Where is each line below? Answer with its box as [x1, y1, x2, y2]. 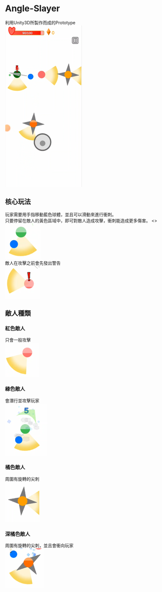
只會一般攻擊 [5, 337, 31, 343]
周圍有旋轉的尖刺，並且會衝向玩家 [5, 543, 74, 549]
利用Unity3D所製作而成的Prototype [5, 20, 76, 25]
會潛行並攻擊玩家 [5, 397, 40, 403]
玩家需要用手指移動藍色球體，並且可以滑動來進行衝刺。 [5, 211, 116, 217]
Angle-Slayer [5, 3, 60, 14]
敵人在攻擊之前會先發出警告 [5, 260, 61, 266]
